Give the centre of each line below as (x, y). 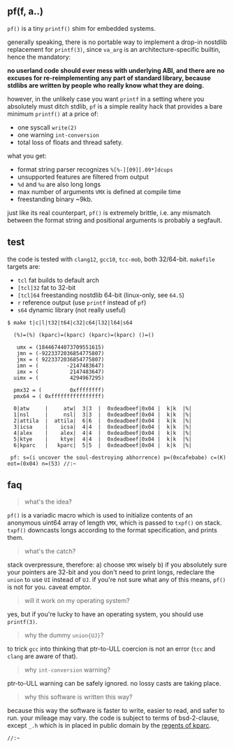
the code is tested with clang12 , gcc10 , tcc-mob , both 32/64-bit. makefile (111, 259)
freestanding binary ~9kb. (55, 199)
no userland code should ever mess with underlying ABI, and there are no (116, 70)
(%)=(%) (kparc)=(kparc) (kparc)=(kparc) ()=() (84, 335)
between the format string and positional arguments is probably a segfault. (115, 220)
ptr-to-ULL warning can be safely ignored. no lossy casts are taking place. (114, 684)
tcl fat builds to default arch (58, 280)
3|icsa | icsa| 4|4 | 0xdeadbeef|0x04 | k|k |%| (103, 427)
